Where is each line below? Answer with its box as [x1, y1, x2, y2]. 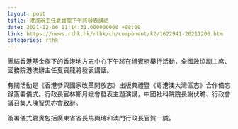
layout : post [7, 10, 46, 18]
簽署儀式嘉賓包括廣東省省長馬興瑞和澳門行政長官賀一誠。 [7, 114, 175, 123]
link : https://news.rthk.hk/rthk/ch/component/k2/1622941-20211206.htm [7, 30, 223, 38]
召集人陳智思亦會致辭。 [13, 99, 82, 107]
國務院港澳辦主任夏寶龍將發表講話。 [7, 66, 113, 74]
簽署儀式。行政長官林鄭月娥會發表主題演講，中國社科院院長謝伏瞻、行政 [13, 90, 225, 99]
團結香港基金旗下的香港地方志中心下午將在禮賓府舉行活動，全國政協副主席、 [7, 57, 231, 66]
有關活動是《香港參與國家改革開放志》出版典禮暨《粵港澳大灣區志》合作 [7, 81, 218, 89]
